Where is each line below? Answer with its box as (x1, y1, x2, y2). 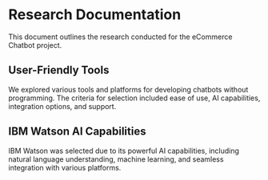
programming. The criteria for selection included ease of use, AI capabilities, (8, 93, 261, 103)
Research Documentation (8, 6, 182, 24)
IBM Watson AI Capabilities (8, 125, 146, 139)
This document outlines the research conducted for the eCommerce (8, 32, 233, 41)
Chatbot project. (8, 40, 62, 49)
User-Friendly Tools (8, 64, 110, 77)
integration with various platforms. (8, 162, 122, 172)
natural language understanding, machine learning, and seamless (8, 154, 224, 164)
